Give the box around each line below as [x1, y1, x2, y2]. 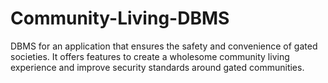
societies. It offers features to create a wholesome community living [10, 50, 290, 62]
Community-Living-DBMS [10, 7, 230, 30]
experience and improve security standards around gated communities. [10, 61, 305, 73]
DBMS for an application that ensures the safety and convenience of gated [10, 40, 318, 52]
